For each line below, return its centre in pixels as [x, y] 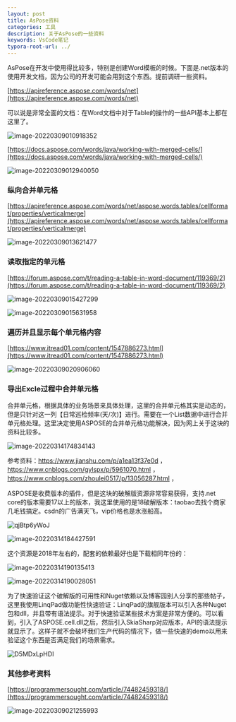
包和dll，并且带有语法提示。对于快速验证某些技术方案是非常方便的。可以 [113, 614]
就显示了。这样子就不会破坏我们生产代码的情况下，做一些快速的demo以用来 [117, 631]
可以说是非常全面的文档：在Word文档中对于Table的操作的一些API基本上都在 [117, 113]
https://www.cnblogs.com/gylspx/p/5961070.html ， [83, 470]
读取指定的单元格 [36, 262]
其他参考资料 [29, 674]
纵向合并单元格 [33, 190]
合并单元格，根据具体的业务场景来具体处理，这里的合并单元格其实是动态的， [118, 406]
